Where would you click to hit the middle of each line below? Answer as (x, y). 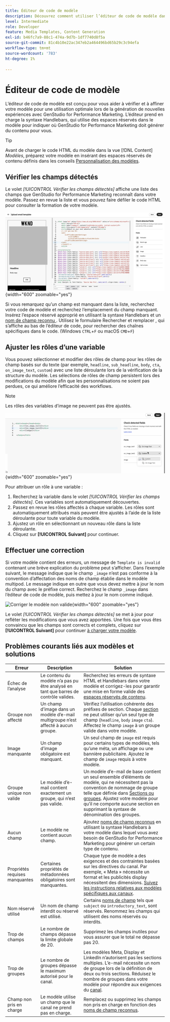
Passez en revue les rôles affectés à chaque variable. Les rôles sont (83, 507)
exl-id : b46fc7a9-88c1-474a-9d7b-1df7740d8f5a (55, 37)
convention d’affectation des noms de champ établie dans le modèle (76, 578)
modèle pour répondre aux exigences (122, 984)
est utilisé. (51, 917)
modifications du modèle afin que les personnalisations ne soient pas (77, 381)
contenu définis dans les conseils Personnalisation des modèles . (73, 161)
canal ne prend (56, 1007)
